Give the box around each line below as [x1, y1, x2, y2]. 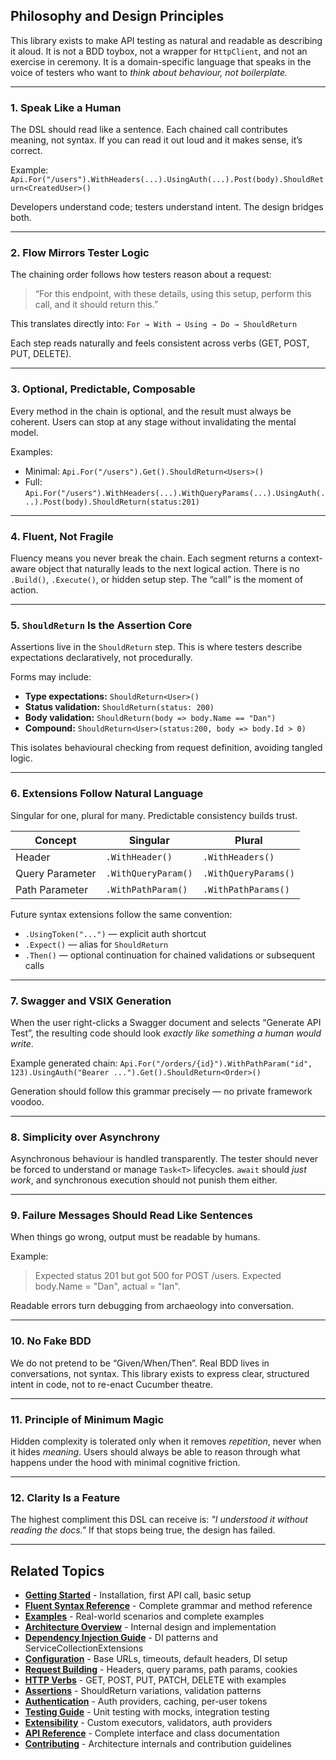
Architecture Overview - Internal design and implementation [24, 1621, 277, 1633]
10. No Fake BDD [10, 1334, 92, 1348]
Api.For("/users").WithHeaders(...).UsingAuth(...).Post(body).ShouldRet [10, 175, 325, 185]
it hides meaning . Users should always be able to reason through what [10, 1446, 301, 1458]
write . [10, 1037, 34, 1049]
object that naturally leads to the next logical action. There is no [38, 563, 300, 574]
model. [10, 426, 39, 438]
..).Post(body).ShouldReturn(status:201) [24, 497, 200, 507]
